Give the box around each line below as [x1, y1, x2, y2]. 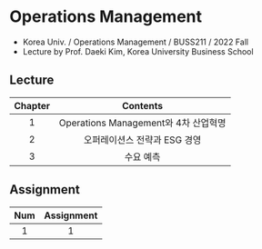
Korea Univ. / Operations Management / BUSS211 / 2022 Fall [22, 36, 248, 47]
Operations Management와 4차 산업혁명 [58, 116, 227, 129]
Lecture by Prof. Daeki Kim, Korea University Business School [22, 45, 254, 56]
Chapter [14, 99, 50, 112]
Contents [121, 99, 164, 112]
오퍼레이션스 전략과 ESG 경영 [83, 134, 202, 146]
